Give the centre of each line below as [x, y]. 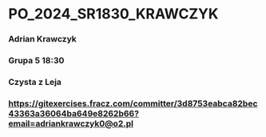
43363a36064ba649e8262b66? [74, 113]
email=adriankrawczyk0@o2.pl [71, 123]
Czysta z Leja [35, 82]
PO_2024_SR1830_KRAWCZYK [113, 14]
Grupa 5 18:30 [36, 61]
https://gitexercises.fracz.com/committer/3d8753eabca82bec [133, 103]
